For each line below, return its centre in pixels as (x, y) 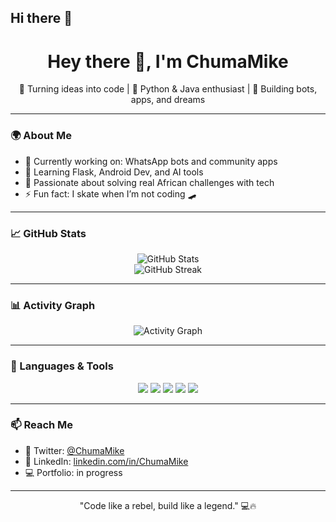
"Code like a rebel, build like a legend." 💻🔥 (168, 505)
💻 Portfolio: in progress (73, 472)
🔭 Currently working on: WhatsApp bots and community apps (151, 161)
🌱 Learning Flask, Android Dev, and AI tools (114, 172)
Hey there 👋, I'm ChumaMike (168, 61)
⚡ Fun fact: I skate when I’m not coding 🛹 (110, 193)
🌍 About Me (41, 136)
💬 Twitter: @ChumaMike (74, 450)
